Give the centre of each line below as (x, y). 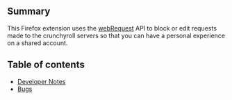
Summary (29, 11)
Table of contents (46, 65)
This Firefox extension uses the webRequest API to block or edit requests (112, 28)
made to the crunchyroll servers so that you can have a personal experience (116, 35)
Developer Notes (41, 81)
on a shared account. (38, 43)
